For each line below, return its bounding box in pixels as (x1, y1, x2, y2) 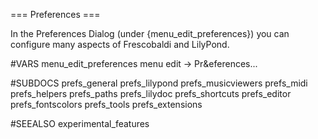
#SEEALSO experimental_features (10, 118, 150, 129)
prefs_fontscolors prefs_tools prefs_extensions (10, 99, 203, 110)
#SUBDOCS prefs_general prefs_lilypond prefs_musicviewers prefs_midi (10, 77, 308, 89)
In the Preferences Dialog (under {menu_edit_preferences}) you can (10, 28, 290, 39)
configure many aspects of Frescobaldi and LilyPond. (10, 39, 230, 50)
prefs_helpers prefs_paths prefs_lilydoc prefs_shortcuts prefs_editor (10, 88, 292, 99)
